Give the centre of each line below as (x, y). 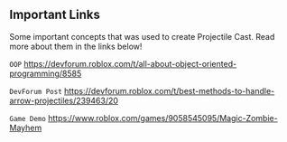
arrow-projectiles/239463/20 (64, 100)
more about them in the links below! (76, 46)
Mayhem (26, 128)
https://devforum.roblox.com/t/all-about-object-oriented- (130, 63)
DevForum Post (36, 91)
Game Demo (28, 118)
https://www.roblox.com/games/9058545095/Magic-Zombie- (163, 118)
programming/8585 (46, 73)
